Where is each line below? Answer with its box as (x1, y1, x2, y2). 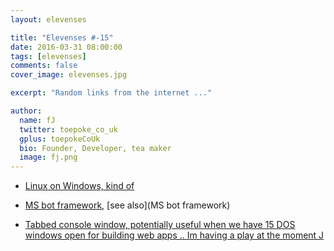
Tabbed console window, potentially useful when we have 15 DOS (24, 219, 296, 231)
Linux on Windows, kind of (24, 180, 135, 192)
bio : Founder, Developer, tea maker (19, 143, 172, 153)
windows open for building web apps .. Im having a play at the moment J (24, 229, 325, 241)
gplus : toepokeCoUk (19, 134, 101, 144)
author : (10, 106, 43, 116)
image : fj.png (19, 152, 78, 163)
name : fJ (19, 115, 56, 125)
